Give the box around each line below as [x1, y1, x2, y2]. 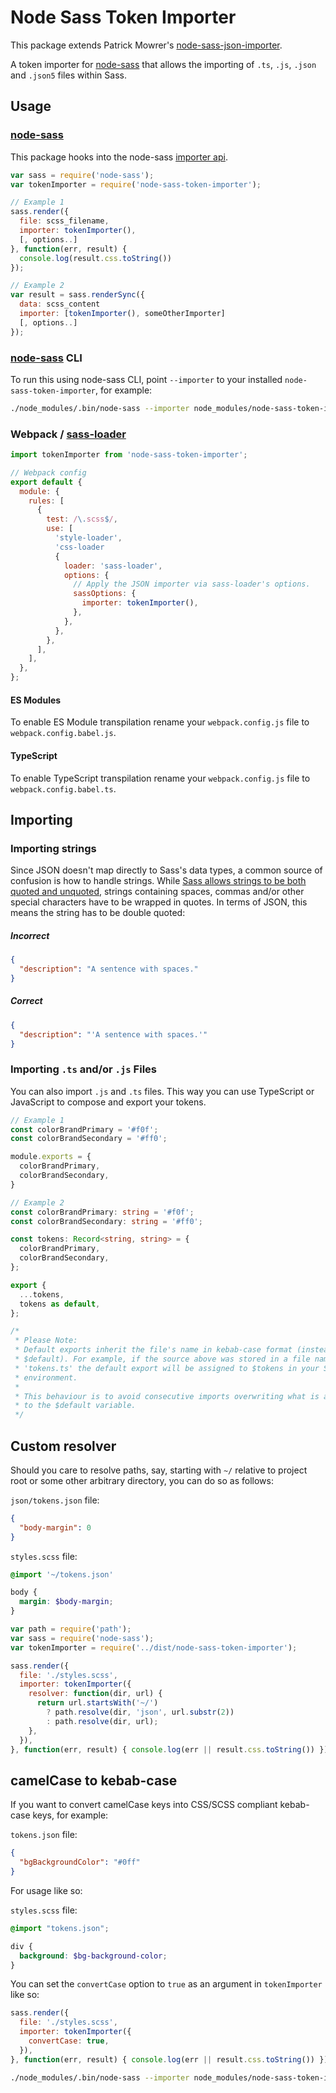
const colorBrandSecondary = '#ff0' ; [10, 1134, 168, 1144]
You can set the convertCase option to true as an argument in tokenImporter [10, 1978, 323, 1990]
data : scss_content [19, 299, 101, 310]
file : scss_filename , [19, 216, 110, 226]
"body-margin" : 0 [19, 1522, 92, 1533]
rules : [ [28, 496, 65, 506]
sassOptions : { [73, 589, 137, 599]
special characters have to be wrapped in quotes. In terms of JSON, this [10, 896, 308, 908]
